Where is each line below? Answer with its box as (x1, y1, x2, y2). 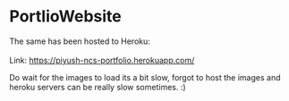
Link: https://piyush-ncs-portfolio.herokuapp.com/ (9, 55, 195, 65)
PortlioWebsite (9, 6, 123, 27)
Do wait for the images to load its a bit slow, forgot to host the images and (9, 72, 281, 82)
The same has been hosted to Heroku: (9, 36, 150, 46)
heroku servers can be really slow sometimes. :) (9, 81, 186, 92)
